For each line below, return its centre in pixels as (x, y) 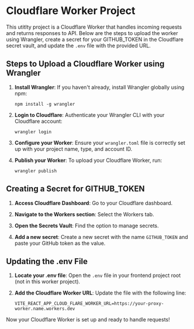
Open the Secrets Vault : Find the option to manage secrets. (86, 226)
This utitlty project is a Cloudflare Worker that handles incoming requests (94, 27)
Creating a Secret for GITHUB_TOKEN (75, 189)
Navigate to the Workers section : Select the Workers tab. (84, 214)
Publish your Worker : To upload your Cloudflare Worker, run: (88, 160)
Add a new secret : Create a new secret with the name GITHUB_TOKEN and (101, 237)
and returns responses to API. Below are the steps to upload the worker (92, 33)
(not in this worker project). (47, 282)
